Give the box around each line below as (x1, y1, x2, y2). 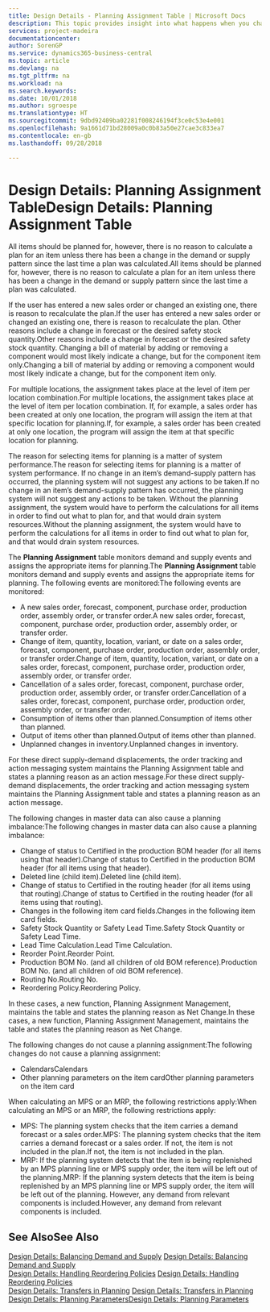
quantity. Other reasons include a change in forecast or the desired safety (8, 334, 251, 344)
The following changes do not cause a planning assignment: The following (8, 1040, 252, 1050)
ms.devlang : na (8, 64, 59, 73)
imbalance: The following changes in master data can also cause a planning (8, 822, 257, 832)
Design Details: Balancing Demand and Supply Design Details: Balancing (8, 1252, 248, 1261)
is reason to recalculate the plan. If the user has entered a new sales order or (8, 309, 261, 318)
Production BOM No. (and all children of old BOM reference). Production (19, 957, 258, 967)
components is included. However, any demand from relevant (19, 1198, 223, 1208)
